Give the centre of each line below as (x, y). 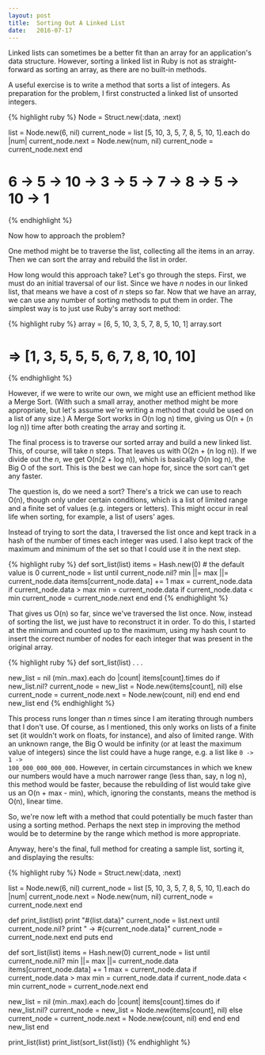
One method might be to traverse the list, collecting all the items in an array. (131, 251)
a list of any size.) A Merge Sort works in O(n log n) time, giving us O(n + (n (131, 419)
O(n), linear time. (36, 801)
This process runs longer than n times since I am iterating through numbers (131, 719)
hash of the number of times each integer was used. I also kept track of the (131, 541)
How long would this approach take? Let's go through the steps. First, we (127, 275)
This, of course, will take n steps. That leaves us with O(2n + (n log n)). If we (132, 451)
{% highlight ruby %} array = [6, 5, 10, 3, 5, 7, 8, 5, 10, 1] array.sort (115, 324)
